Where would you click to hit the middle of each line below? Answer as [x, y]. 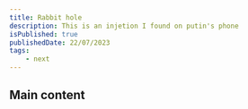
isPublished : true [44, 34]
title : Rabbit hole [46, 17]
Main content [47, 95]
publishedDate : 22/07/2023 [60, 42]
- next [38, 59]
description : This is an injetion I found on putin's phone [124, 26]
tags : [19, 51]
